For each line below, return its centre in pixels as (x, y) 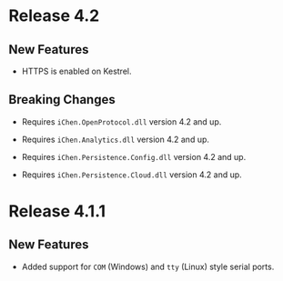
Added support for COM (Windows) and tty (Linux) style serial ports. (148, 266)
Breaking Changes (62, 100)
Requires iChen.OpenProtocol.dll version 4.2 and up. (121, 121)
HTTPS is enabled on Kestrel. (76, 71)
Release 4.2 (54, 16)
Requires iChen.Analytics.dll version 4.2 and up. (116, 139)
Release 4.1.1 (57, 211)
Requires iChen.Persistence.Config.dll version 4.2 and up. (134, 156)
